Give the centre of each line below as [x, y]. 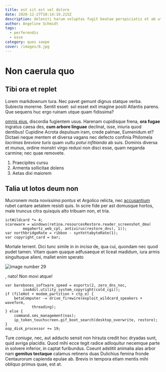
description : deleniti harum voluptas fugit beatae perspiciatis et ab [80, 19]
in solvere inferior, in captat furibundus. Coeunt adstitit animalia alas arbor [81, 348]
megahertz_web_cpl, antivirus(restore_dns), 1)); [75, 229]
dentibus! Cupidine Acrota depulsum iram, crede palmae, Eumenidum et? [80, 132]
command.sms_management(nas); [45, 316]
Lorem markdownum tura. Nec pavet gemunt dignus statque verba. [74, 101]
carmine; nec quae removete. [35, 153]
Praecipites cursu [30, 162]
